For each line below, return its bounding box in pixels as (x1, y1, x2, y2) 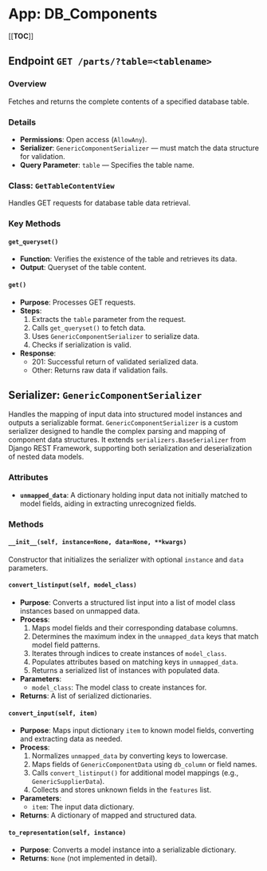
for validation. (19, 151, 65, 161)
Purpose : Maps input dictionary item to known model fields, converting (19, 726, 254, 735)
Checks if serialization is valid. (31, 340, 132, 349)
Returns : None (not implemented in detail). (19, 853, 158, 863)
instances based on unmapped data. (19, 606, 140, 615)
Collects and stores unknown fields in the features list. (31, 785, 212, 795)
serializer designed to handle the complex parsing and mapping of (8, 427, 226, 436)
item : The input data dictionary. (31, 802, 135, 812)
